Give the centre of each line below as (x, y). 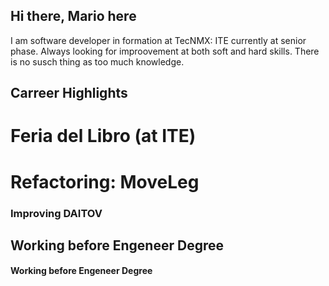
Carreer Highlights (69, 93)
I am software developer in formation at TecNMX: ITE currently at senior (158, 40)
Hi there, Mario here (73, 16)
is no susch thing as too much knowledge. (97, 61)
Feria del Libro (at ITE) (103, 136)
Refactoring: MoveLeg (105, 181)
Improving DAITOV (56, 213)
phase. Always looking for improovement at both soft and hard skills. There (165, 51)
